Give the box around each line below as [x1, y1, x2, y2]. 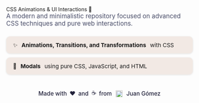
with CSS [150, 41, 175, 49]
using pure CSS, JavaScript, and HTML [44, 62, 147, 70]
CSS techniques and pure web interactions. [6, 20, 133, 27]
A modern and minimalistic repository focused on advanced [6, 12, 181, 20]
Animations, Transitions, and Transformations [21, 41, 146, 49]
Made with [38, 90, 67, 98]
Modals [20, 62, 41, 70]
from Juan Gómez [98, 90, 161, 98]
